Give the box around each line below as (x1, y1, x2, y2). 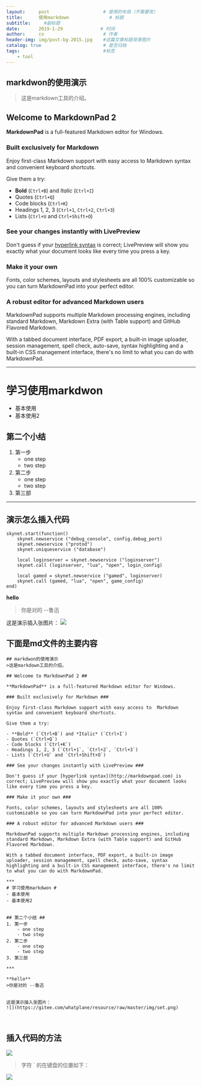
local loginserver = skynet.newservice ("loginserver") (17, 557, 161, 563)
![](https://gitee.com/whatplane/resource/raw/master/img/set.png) (6, 1004, 179, 1011)
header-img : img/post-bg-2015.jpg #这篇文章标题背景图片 (6, 37, 151, 43)
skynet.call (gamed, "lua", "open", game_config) (17, 578, 144, 584)
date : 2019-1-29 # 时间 (6, 25, 115, 32)
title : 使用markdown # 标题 (6, 14, 124, 20)
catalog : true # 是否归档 (6, 43, 127, 49)
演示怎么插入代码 (6, 514, 70, 525)
